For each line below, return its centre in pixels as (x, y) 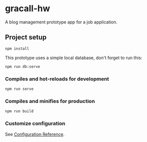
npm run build (19, 111)
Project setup (26, 37)
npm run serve (19, 89)
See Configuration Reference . (35, 134)
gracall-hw (28, 9)
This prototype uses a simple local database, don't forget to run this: (74, 58)
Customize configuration (35, 123)
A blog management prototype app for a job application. (61, 22)
